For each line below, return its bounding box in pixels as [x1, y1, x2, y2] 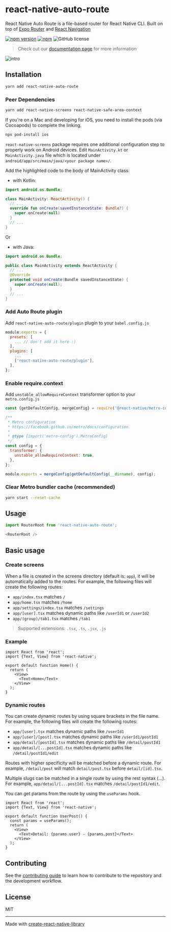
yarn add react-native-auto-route [5, 84, 79, 89]
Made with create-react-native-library [5, 921, 85, 927]
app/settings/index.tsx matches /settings [12, 604, 104, 611]
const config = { [5, 443, 42, 448]
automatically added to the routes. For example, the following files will [5, 578, 152, 585]
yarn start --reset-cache [5, 495, 60, 500]
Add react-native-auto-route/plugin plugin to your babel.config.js [5, 320, 149, 326]
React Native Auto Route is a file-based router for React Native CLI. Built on [5, 20, 163, 27]
